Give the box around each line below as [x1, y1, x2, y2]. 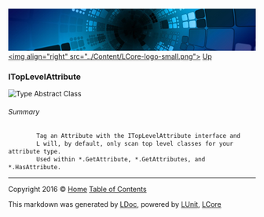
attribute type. [8, 148, 61, 156]
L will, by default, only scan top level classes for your [36, 140, 234, 148]
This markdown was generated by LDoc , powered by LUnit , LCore [8, 200, 222, 209]
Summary [8, 107, 40, 116]
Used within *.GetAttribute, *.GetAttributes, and [36, 156, 206, 164]
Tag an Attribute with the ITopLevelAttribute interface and [36, 132, 241, 140]
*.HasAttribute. [8, 164, 61, 172]
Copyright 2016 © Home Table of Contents [8, 185, 147, 194]
